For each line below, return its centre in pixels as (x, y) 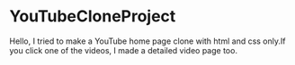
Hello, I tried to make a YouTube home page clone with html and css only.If (147, 41)
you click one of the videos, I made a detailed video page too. (124, 50)
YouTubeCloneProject (93, 16)
